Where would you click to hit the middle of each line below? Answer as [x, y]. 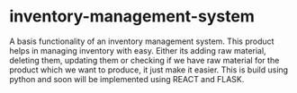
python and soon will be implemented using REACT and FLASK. [127, 79]
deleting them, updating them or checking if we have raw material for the [144, 60]
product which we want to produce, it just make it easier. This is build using [149, 70]
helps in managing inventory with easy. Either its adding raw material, [138, 50]
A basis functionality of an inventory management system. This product [142, 41]
